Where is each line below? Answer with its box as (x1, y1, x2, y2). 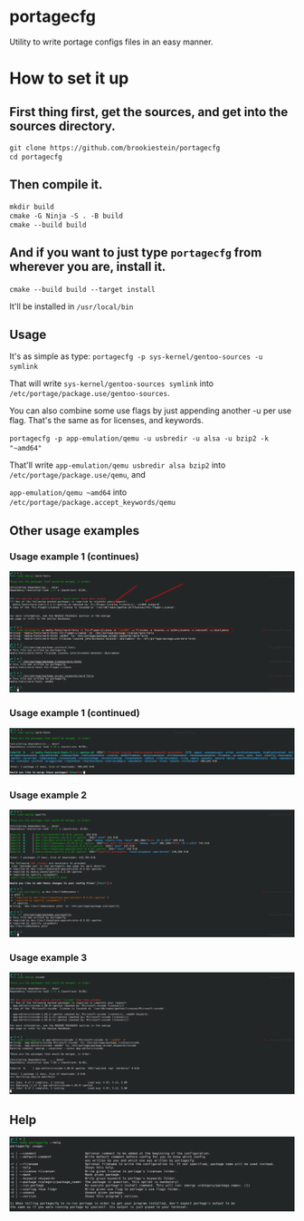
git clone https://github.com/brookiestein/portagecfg (9, 143, 221, 152)
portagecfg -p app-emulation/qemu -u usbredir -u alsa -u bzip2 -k (9, 434, 270, 443)
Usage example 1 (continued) (9, 707, 140, 720)
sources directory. (9, 118, 116, 133)
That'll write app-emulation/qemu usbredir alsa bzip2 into (9, 460, 226, 470)
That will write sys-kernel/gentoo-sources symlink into (9, 378, 214, 389)
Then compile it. (9, 177, 103, 192)
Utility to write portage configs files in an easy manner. (9, 36, 214, 47)
